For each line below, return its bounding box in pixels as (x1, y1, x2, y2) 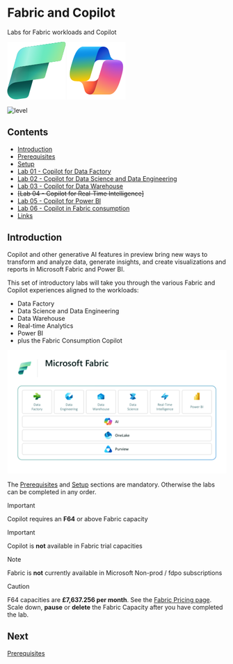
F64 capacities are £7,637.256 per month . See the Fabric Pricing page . (7, 596, 212, 604)
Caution (7, 583, 30, 591)
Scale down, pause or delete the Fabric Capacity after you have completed (7, 603, 223, 612)
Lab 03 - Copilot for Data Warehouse (17, 182, 124, 190)
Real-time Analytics (17, 322, 74, 330)
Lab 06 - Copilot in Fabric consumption (17, 204, 130, 212)
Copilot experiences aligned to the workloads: (7, 285, 139, 294)
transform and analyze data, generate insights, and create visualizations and (7, 258, 226, 266)
